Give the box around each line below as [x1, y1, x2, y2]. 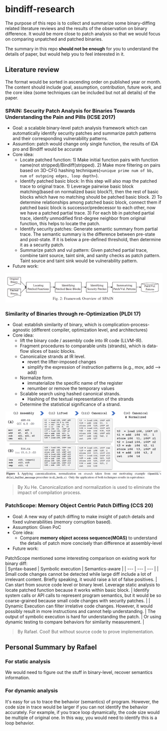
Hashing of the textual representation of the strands [27, 396, 134, 402]
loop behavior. [5, 719, 35, 726]
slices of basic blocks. [29, 348, 76, 354]
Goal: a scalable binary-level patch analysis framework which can [12, 125, 148, 131]
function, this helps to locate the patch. [19, 221, 101, 227]
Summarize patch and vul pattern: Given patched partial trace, [19, 247, 148, 253]
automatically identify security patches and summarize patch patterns [12, 130, 157, 136]
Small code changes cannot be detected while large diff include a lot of [5, 571, 152, 577]
